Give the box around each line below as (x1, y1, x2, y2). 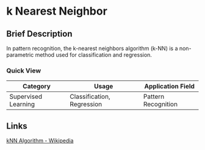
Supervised (9, 93, 43, 101)
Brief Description (6, 29, 73, 39)
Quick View (6, 66, 41, 74)
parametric (6, 51, 34, 59)
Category (22, 82, 51, 91)
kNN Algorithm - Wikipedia (6, 137, 74, 145)
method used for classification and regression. (35, 51, 153, 59)
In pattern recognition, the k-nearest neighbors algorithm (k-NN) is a (6, 45, 178, 52)
